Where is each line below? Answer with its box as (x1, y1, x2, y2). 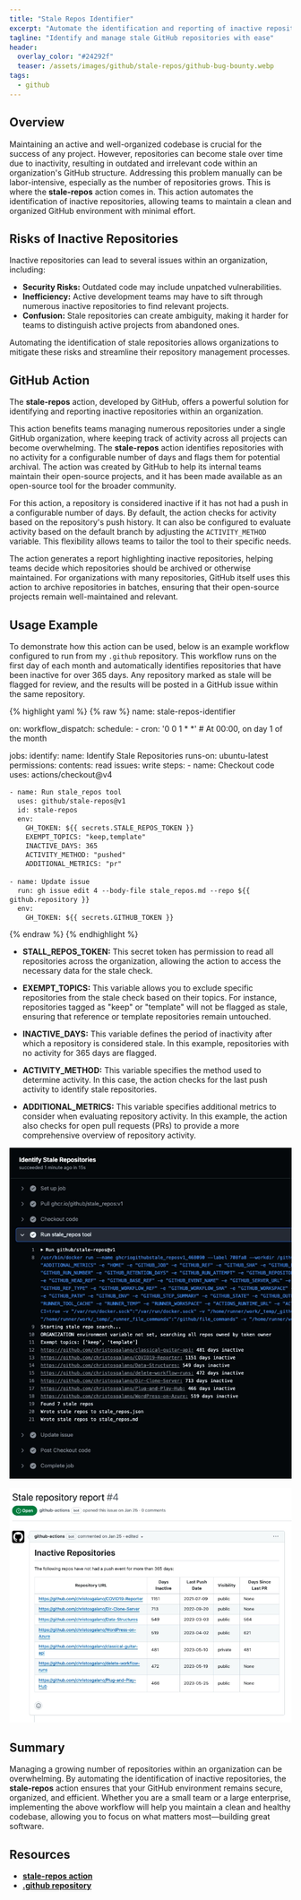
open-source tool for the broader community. (9, 480, 176, 492)
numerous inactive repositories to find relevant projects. (21, 301, 229, 312)
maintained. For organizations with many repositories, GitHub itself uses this (9, 572, 291, 583)
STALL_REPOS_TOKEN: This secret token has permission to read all (21, 946, 274, 957)
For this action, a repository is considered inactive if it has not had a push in (9, 498, 288, 509)
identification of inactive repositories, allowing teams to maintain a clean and (9, 195, 292, 206)
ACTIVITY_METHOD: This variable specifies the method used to (21, 1065, 262, 1075)
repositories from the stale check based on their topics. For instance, (21, 993, 278, 1002)
